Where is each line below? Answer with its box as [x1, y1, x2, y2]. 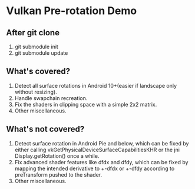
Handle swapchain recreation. [14, 94, 88, 101]
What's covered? [6, 67, 71, 77]
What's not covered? [6, 124, 85, 134]
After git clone [6, 28, 60, 38]
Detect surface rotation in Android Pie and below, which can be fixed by [14, 140, 189, 147]
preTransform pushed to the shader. [14, 171, 102, 178]
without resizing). [14, 88, 57, 95]
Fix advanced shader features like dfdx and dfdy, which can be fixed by [14, 158, 189, 165]
